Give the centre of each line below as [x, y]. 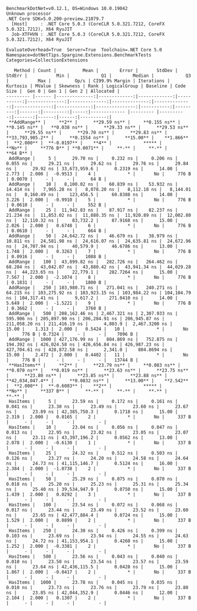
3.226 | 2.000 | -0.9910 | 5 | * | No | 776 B [99, 200]
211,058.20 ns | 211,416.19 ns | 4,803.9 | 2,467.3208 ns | [89, 324]
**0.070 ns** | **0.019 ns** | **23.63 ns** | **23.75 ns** [97, 370]
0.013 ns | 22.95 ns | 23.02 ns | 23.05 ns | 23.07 [97, 433]
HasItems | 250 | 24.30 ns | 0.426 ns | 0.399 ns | [93, 531]
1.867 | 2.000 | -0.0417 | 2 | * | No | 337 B [99, 572]
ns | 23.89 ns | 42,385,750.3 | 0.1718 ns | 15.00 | [92, 412]
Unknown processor [29, 14]
